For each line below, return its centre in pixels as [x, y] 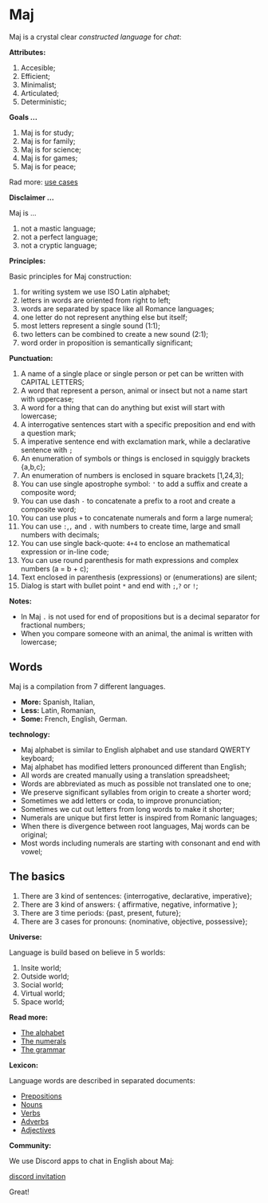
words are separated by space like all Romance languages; [117, 308]
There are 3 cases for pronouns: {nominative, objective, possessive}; [134, 921]
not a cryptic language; [59, 245]
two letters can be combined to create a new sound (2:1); [114, 334]
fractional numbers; [53, 625]
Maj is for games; [49, 158]
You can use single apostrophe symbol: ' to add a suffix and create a [134, 484]
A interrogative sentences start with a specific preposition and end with [138, 424]
